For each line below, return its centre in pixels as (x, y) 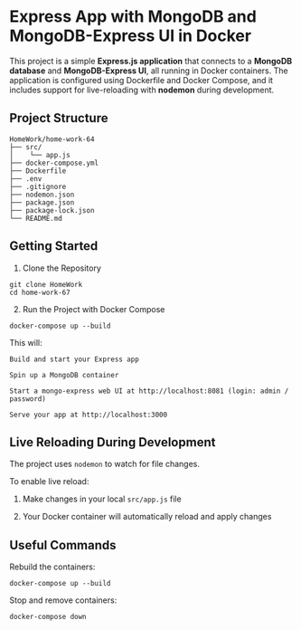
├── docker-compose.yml (54, 163)
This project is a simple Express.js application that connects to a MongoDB (151, 61)
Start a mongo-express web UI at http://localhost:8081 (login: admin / (149, 391)
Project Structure (59, 118)
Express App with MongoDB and (133, 17)
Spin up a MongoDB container (64, 375)
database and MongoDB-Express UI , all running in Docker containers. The (149, 71)
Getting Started (54, 246)
